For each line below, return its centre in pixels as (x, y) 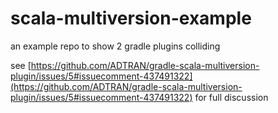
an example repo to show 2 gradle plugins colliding (115, 46)
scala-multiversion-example (131, 18)
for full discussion (231, 97)
